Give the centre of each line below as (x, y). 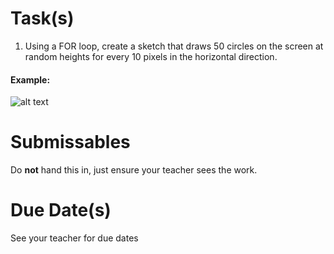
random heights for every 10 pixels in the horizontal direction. (151, 56)
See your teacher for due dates (74, 238)
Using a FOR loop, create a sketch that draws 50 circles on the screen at (174, 46)
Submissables (70, 142)
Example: (30, 79)
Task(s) (42, 18)
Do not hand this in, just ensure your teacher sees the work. (134, 170)
